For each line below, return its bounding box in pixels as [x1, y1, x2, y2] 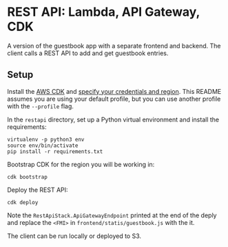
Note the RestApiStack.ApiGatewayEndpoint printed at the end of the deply [7, 211, 217, 219]
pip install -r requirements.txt [7, 148, 103, 155]
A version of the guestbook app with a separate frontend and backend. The [7, 41, 221, 50]
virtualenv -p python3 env [7, 136, 85, 143]
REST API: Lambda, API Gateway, [7, 4, 200, 20]
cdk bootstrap [7, 173, 48, 180]
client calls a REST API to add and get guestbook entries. [7, 49, 169, 57]
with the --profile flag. [7, 101, 74, 110]
